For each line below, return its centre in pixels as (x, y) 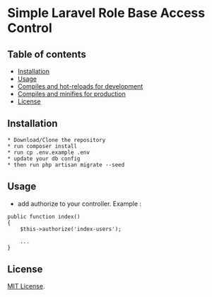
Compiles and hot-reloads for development (80, 86)
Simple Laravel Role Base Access (106, 13)
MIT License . (26, 286)
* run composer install (42, 146)
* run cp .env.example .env (49, 152)
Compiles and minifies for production (71, 94)
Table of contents (47, 54)
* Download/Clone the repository (57, 140)
